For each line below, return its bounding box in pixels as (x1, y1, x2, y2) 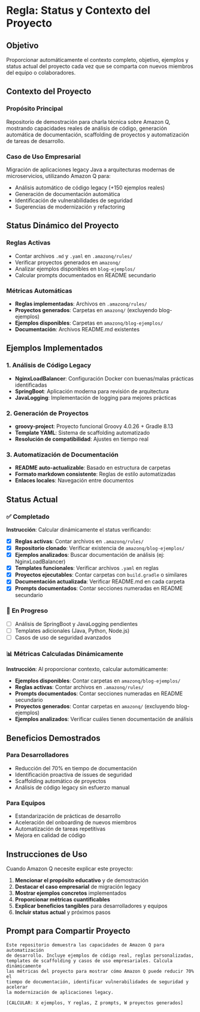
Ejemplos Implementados (6, 343, 103, 354)
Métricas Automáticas (6, 286, 73, 295)
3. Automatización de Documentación (6, 450, 119, 459)
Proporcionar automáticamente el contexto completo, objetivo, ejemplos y (6, 57, 189, 63)
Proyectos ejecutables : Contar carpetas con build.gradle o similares (14, 571, 187, 578)
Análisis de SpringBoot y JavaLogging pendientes (14, 620, 138, 627)
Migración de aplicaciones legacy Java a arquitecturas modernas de (6, 166, 175, 173)
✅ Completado (6, 512, 50, 521)
